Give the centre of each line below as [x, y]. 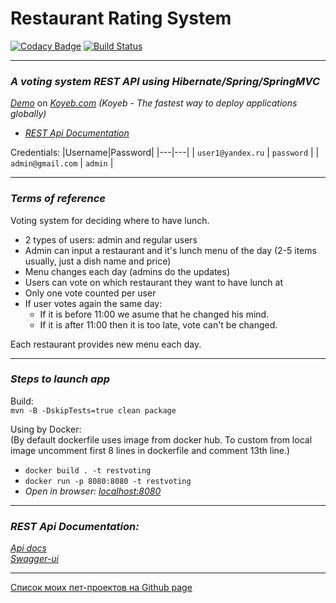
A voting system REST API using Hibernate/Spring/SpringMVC [165, 81]
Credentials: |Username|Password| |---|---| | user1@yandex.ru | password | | [165, 153]
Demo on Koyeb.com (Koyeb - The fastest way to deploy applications [154, 103]
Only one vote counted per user [90, 293]
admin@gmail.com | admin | [62, 163]
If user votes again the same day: [93, 303]
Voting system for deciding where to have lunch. [110, 220]
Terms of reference [58, 199]
